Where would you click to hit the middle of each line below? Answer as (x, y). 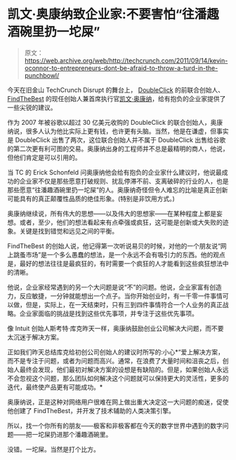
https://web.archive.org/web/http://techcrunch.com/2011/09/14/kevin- (126, 60)
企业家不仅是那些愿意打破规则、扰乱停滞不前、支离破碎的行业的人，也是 (124, 181)
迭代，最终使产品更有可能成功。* (55, 387)
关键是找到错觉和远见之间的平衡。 (68, 231)
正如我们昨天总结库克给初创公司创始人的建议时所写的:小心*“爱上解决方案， (116, 352)
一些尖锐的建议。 (32, 107)
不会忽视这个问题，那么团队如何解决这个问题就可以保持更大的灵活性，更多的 (118, 378)
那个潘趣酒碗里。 (87, 434)
